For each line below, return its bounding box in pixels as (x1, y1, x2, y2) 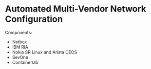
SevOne (12, 54, 28, 60)
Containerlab (12, 59, 38, 65)
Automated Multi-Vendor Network (5, 3, 147, 14)
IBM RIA (12, 44, 28, 50)
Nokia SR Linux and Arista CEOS (12, 49, 77, 55)
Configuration (5, 14, 63, 25)
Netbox (12, 39, 27, 44)
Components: (5, 29, 33, 35)
